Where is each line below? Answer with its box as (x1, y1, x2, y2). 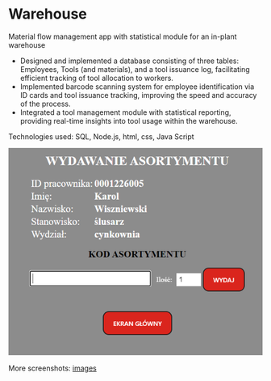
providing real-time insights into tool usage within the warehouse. (19, 116, 238, 125)
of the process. (19, 99, 71, 108)
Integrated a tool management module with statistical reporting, (19, 107, 231, 117)
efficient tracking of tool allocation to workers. (19, 73, 173, 83)
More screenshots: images (8, 363, 97, 373)
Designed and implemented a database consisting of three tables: (19, 56, 240, 66)
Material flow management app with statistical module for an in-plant (8, 32, 237, 41)
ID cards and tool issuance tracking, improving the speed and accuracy (19, 90, 257, 99)
